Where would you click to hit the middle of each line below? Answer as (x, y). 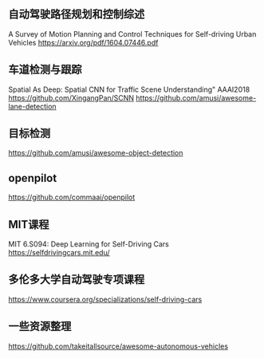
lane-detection (33, 106)
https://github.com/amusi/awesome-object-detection (96, 153)
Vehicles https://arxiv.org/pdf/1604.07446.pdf (83, 42)
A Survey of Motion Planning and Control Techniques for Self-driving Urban (132, 34)
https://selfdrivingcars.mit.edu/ (59, 253)
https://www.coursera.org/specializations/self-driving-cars (105, 299)
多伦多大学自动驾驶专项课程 (77, 280)
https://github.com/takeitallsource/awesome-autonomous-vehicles (118, 346)
